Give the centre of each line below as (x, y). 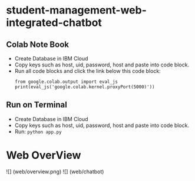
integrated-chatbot (54, 23)
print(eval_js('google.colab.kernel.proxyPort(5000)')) (85, 87)
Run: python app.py (38, 131)
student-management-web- (77, 10)
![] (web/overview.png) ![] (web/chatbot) (55, 172)
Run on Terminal (37, 105)
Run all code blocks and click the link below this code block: (87, 71)
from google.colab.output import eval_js (66, 82)
